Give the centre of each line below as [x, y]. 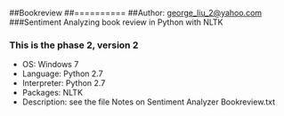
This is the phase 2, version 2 [74, 45]
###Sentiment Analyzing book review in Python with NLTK [116, 22]
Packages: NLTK [52, 93]
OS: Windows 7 [50, 65]
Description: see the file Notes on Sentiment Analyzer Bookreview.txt [149, 102]
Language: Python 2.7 [63, 73]
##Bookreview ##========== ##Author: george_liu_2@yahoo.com [136, 13]
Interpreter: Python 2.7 [64, 83]
